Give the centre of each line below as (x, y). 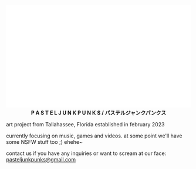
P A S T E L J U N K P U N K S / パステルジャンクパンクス (99, 112)
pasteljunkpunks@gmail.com (41, 159)
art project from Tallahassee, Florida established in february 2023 (85, 124)
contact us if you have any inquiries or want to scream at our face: (86, 153)
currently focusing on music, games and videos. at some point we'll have (94, 136)
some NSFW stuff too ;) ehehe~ (45, 142)
